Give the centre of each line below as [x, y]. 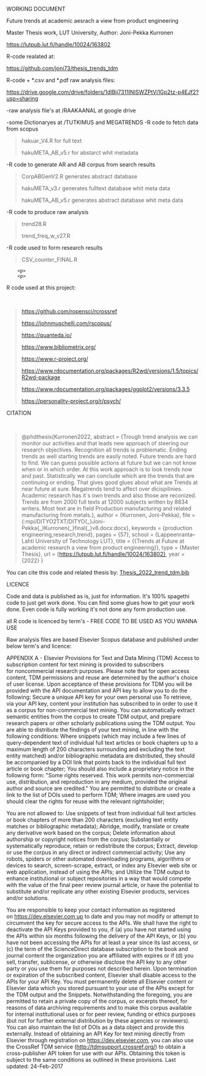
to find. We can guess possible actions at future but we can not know [109, 463]
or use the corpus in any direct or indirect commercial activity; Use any [96, 852]
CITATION [19, 413]
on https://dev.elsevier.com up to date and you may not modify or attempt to [103, 916]
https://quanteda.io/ [47, 335]
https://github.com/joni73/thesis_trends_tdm [62, 68]
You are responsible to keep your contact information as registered [91, 910]
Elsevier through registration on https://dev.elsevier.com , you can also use [100, 1040]
